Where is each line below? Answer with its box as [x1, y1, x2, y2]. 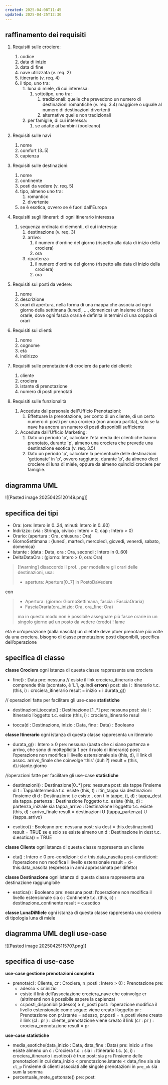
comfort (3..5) [20, 147, 49, 153]
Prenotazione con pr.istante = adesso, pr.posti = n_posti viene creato [20, 1012, 163, 1018]
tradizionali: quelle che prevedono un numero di [42, 96, 141, 102]
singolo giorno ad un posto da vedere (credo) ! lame [17, 619, 125, 625]
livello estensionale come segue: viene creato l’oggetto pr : [20, 1007, 142, 1013]
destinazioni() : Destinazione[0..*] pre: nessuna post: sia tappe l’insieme [12, 782, 161, 788]
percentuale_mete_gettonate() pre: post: [12, 1074, 96, 1080]
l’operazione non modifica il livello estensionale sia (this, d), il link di [12, 752, 152, 758]
